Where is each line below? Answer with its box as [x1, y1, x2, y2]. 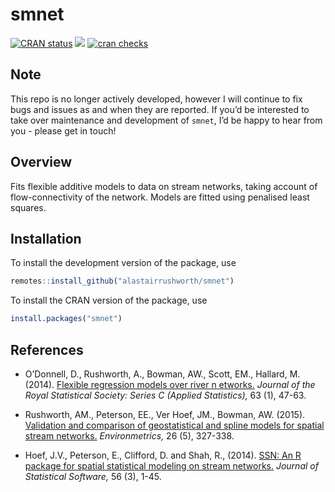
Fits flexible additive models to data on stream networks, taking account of [10, 180, 318, 192]
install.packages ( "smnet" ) [10, 314, 123, 324]
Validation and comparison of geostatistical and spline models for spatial [24, 419, 325, 431]
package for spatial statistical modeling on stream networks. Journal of [24, 459, 319, 472]
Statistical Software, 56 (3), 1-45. [24, 470, 162, 482]
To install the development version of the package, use [10, 257, 237, 269]
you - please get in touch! [10, 124, 117, 137]
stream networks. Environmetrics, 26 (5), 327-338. [24, 429, 235, 442]
